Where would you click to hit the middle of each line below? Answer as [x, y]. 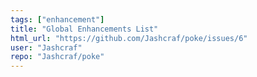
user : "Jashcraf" [46, 47]
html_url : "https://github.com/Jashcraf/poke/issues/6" [129, 38]
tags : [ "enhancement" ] [57, 19]
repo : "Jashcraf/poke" [57, 57]
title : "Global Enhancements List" [84, 29]
